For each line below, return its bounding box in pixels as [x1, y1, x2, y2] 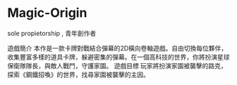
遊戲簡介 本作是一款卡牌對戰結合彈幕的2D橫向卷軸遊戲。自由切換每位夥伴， [7, 44, 228, 52]
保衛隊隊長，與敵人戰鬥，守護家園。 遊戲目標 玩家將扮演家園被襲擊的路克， [7, 61, 227, 70]
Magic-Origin [7, 5, 87, 21]
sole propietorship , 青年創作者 [7, 29, 97, 37]
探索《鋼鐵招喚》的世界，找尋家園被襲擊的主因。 [7, 70, 150, 79]
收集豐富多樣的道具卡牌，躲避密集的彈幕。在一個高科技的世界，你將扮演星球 [7, 53, 230, 61]
